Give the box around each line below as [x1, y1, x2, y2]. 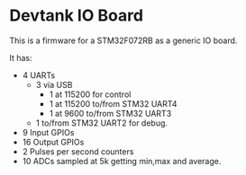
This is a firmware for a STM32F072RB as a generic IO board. [9, 35, 238, 46]
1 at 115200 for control [49, 89, 132, 100]
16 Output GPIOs [22, 136, 85, 147]
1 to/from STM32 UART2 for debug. [35, 118, 169, 128]
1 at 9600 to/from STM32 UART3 [49, 108, 172, 118]
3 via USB [35, 79, 73, 90]
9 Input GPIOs [22, 127, 75, 137]
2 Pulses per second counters [22, 145, 134, 157]
